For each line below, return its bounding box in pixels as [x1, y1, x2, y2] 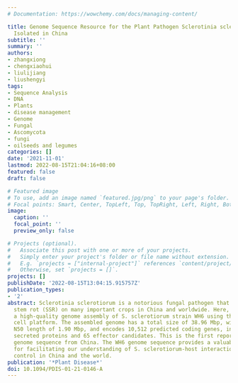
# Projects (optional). [7, 240, 78, 247]
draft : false [7, 174, 46, 182]
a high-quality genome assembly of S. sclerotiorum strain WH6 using [13, 313, 223, 320]
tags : [7, 82, 23, 89]
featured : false [7, 168, 55, 175]
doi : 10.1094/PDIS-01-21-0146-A [7, 365, 103, 372]
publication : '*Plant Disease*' [7, 359, 103, 366]
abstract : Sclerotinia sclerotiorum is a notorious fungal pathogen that [7, 299, 230, 306]
